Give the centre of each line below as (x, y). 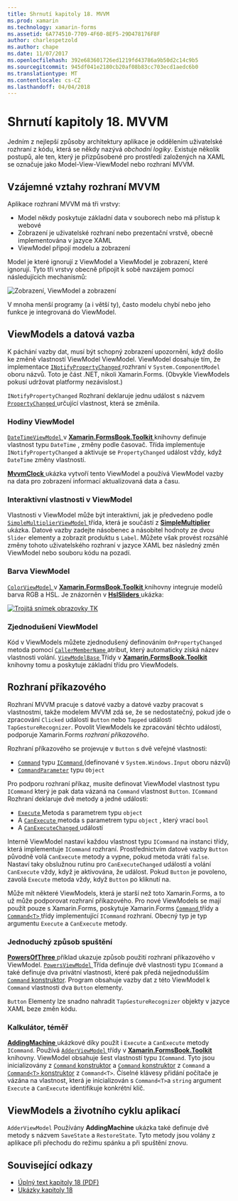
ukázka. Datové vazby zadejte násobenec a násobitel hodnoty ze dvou (111, 530)
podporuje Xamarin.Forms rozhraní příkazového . (78, 735)
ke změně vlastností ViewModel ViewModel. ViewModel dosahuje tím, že (114, 359)
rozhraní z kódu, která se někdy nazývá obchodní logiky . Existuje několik (114, 150)
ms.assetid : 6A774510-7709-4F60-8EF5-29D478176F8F (84, 34)
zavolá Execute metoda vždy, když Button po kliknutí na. (89, 879)
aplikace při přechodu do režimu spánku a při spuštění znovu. (98, 1143)
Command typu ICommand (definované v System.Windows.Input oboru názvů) (124, 762)
